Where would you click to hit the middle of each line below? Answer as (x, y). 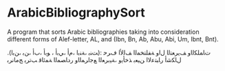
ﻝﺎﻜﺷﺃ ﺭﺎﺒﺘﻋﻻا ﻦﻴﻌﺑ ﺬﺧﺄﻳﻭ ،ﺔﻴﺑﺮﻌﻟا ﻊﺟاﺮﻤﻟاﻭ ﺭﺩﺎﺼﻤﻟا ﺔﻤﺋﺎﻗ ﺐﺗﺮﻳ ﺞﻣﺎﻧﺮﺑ (94, 59)
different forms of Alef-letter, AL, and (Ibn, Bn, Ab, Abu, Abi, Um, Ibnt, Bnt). (113, 39)
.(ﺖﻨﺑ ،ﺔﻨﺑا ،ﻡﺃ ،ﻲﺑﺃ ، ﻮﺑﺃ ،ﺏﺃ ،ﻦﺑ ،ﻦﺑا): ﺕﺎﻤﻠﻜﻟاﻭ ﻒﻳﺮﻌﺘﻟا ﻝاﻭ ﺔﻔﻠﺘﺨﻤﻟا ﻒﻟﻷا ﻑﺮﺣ (109, 52)
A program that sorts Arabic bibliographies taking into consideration (103, 32)
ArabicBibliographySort (76, 13)
